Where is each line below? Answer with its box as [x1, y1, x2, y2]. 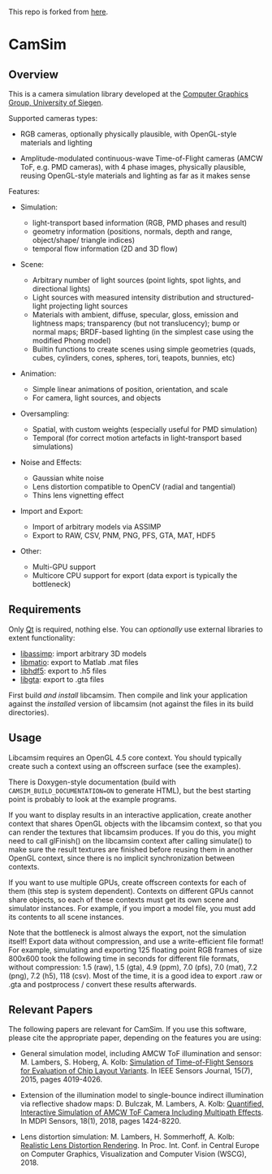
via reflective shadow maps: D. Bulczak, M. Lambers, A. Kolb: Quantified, [19, 1099, 264, 1109]
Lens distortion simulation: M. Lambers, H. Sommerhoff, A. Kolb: [19, 1132, 235, 1142]
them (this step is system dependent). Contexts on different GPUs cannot [8, 886, 254, 896]
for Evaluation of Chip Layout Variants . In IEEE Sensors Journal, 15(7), [19, 1066, 253, 1076]
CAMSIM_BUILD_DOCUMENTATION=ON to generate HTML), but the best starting [8, 785, 252, 795]
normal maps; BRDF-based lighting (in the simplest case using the [32, 327, 254, 336]
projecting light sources [48, 301, 128, 311]
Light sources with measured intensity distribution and [32, 292, 215, 302]
